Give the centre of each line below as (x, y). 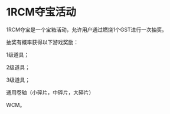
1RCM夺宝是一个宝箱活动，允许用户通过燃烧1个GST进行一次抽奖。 (86, 30)
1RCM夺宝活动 (41, 12)
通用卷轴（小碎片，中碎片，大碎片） (50, 92)
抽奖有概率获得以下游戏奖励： (42, 42)
